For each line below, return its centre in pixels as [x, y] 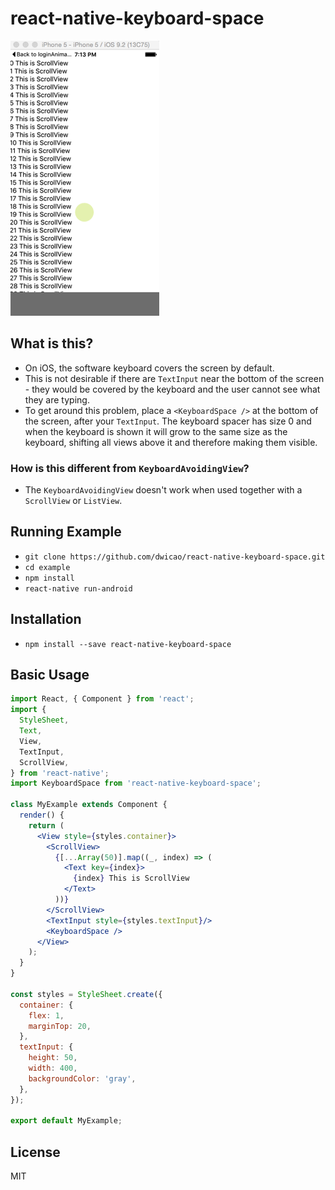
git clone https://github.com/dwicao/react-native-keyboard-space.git [175, 557]
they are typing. [57, 399]
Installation [46, 619]
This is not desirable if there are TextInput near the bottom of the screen [174, 378]
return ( [46, 825]
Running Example [66, 532]
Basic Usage [50, 675]
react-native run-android [78, 588]
